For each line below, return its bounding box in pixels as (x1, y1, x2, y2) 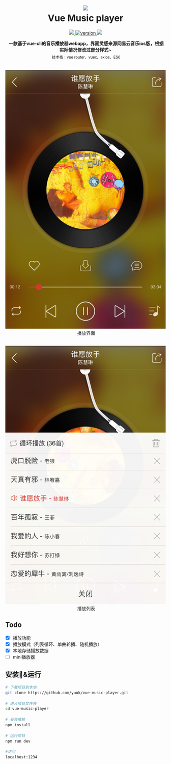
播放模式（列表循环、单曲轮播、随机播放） (12, 641, 102, 647)
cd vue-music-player (5, 706, 49, 712)
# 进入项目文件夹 (5, 701, 37, 706)
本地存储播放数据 (12, 647, 49, 653)
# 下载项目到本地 (5, 684, 37, 690)
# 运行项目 (5, 733, 25, 738)
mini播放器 (12, 654, 36, 660)
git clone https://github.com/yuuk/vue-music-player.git (5, 690, 129, 695)
